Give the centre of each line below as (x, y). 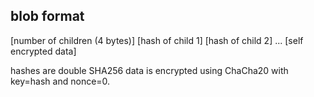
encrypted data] (43, 51)
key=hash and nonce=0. (60, 81)
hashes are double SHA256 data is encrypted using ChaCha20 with (149, 70)
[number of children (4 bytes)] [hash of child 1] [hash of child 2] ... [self (157, 40)
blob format (47, 16)
